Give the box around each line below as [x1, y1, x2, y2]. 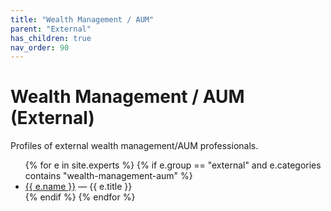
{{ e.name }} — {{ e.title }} [24, 181, 133, 193]
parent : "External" [10, 24, 92, 34]
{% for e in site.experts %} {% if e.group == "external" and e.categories [24, 159, 322, 171]
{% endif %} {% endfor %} [24, 191, 136, 203]
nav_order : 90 [10, 42, 70, 53]
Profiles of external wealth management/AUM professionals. [10, 140, 259, 152]
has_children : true [10, 33, 92, 43]
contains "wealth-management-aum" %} [24, 170, 193, 182]
